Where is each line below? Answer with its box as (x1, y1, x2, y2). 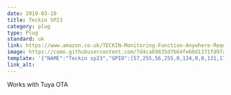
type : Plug (7, 29, 38, 36)
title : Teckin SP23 (7, 17, 63, 23)
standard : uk (7, 36, 45, 43)
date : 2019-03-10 (7, 10, 57, 17)
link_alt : (7, 61, 36, 68)
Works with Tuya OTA (7, 80, 69, 88)
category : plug (7, 23, 51, 30)
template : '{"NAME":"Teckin (7, 55, 88, 62)
